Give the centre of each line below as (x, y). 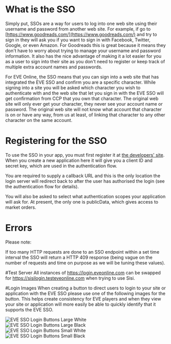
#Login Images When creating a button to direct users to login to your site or (86, 288)
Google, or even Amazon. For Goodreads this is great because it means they (86, 45)
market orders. (21, 207)
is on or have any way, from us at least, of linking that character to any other (85, 115)
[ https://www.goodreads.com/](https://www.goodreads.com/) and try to (81, 34)
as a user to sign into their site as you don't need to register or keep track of (85, 61)
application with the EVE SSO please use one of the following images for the (86, 293)
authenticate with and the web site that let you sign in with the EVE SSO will (85, 93)
